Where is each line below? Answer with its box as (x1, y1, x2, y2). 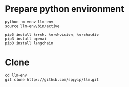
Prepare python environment (5, 3, 124, 15)
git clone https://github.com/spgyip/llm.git (5, 77, 99, 82)
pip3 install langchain (5, 40, 54, 46)
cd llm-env (5, 73, 27, 78)
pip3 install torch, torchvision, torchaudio (5, 32, 99, 37)
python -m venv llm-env (5, 19, 54, 24)
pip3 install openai (5, 36, 47, 41)
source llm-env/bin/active (5, 23, 60, 29)
